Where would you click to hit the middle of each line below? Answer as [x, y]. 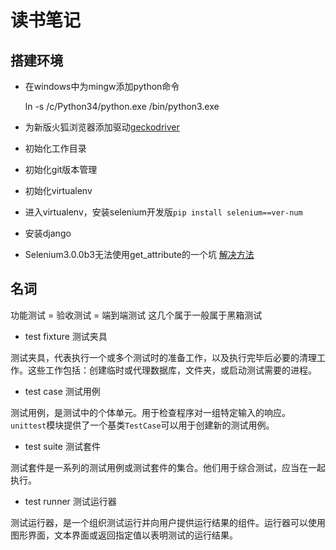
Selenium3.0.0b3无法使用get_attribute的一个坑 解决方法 [139, 254]
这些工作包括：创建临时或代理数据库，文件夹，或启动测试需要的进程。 [172, 370]
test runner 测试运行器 [70, 501]
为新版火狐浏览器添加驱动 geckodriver [102, 127]
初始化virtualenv [58, 190]
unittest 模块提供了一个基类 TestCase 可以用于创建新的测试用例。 [142, 425]
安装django [48, 233]
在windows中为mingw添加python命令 [102, 86]
